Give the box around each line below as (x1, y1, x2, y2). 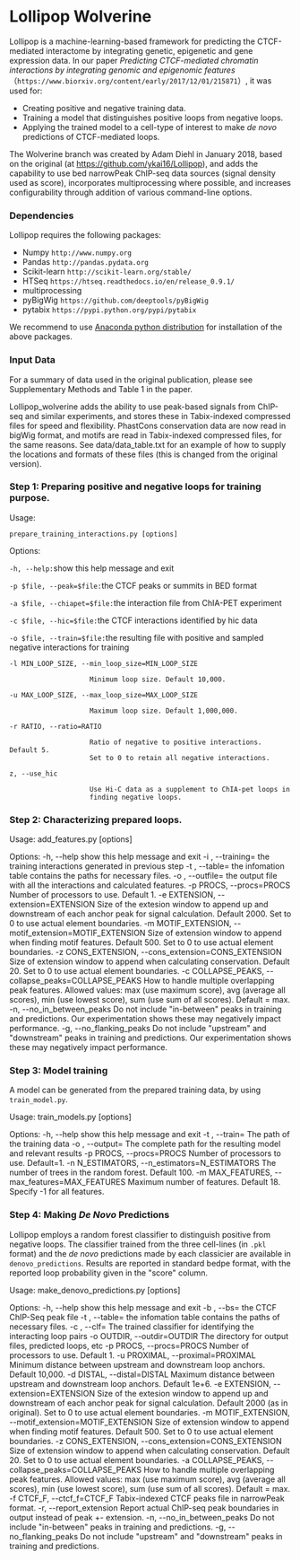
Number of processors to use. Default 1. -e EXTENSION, (9, 890, 217, 900)
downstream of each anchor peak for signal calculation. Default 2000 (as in (9, 1398, 288, 1408)
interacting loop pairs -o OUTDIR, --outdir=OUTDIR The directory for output (9, 1330, 289, 1341)
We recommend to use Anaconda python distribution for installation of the (9, 321, 283, 333)
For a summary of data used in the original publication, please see (9, 374, 253, 385)
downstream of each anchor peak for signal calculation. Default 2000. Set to (9, 908, 292, 919)
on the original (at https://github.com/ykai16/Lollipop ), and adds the (9, 158, 258, 169)
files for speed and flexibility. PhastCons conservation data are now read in (9, 420, 287, 431)
